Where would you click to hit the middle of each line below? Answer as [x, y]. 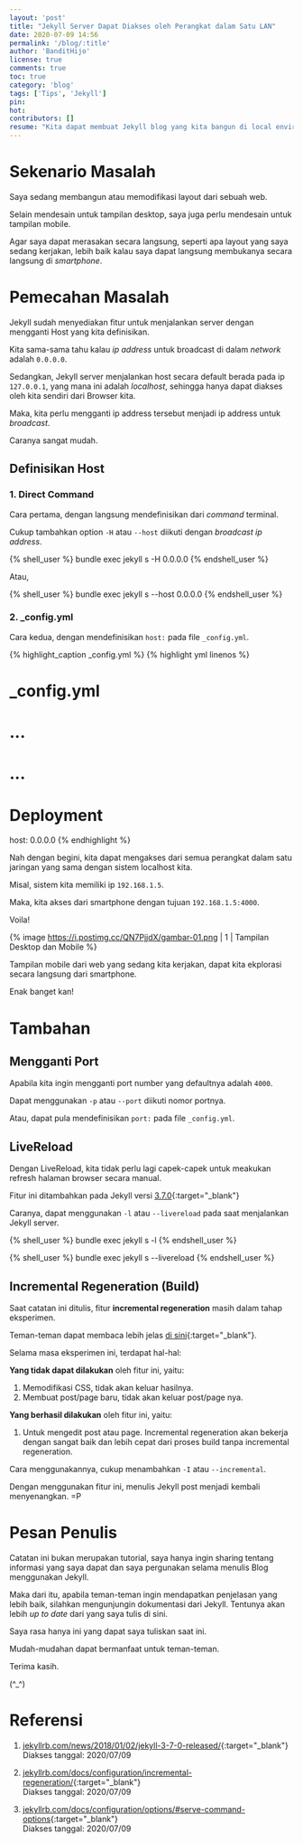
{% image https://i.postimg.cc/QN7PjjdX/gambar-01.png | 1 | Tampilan [139, 938]
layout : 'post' [38, 18]
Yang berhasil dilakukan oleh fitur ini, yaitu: [91, 1414]
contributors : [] [42, 118]
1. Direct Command [52, 495]
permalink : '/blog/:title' [60, 43]
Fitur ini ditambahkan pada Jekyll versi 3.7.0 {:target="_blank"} [124, 1196]
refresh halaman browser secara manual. [86, 1178]
